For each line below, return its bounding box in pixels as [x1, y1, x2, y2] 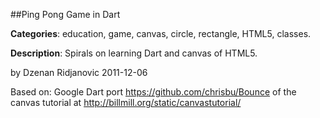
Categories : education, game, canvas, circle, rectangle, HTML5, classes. [10, 28, 312, 39]
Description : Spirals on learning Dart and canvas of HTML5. [10, 47, 258, 59]
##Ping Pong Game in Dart [10, 9, 121, 20]
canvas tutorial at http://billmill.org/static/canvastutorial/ [10, 97, 242, 108]
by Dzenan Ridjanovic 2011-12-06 [10, 67, 148, 78]
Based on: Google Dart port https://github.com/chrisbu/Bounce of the [10, 86, 297, 98]
